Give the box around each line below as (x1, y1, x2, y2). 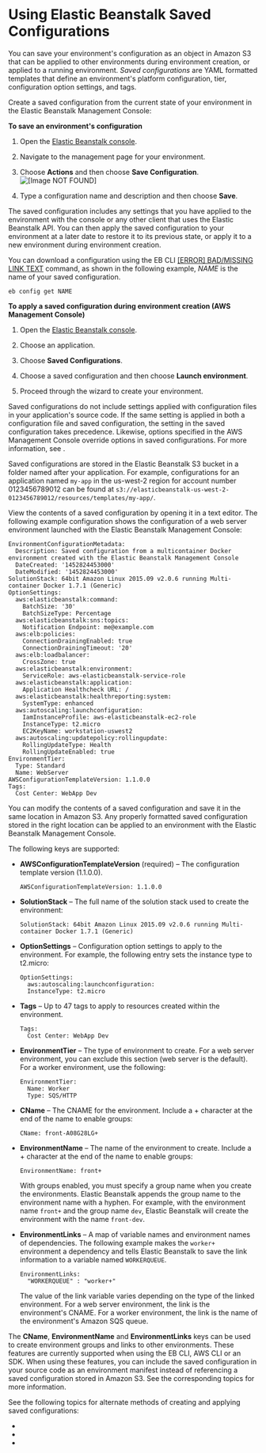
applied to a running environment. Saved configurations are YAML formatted (8, 65, 258, 74)
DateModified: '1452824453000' (15, 567, 119, 575)
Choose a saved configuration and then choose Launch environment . (19, 370, 249, 381)
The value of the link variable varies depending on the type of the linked (19, 1291, 255, 1300)
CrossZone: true (22, 658, 77, 666)
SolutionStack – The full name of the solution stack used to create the (19, 897, 249, 906)
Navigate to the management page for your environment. (19, 152, 206, 161)
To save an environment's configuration (8, 121, 142, 131)
